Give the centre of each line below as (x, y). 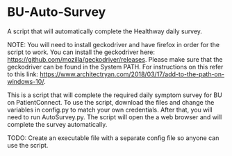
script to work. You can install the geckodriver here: (81, 52)
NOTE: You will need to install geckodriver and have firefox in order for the (114, 44)
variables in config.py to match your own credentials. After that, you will (110, 110)
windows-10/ (26, 81)
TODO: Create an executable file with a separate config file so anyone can (113, 138)
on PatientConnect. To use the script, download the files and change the (111, 102)
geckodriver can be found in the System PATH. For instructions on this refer (115, 67)
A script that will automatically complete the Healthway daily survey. (105, 31)
